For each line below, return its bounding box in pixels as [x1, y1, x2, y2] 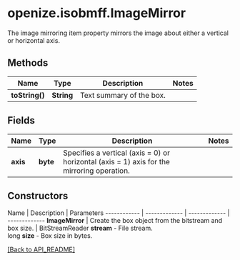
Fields [7, 114, 36, 126]
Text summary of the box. [79, 90, 166, 100]
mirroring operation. [63, 166, 130, 176]
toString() [11, 90, 45, 100]
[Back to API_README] [7, 245, 76, 254]
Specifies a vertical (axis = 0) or [63, 148, 170, 158]
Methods [7, 57, 49, 69]
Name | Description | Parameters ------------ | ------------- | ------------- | [7, 209, 230, 217]
